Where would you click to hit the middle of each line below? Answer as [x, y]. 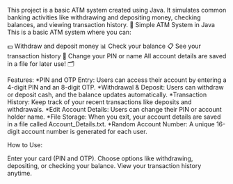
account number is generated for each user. [84, 132]
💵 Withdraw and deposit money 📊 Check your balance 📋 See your [104, 46]
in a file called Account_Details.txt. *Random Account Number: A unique [111, 124]
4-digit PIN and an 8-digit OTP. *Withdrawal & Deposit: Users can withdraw [115, 87]
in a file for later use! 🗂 [41, 64]
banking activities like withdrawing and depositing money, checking [104, 17]
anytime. [20, 173]
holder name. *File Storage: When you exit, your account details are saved [114, 117]
